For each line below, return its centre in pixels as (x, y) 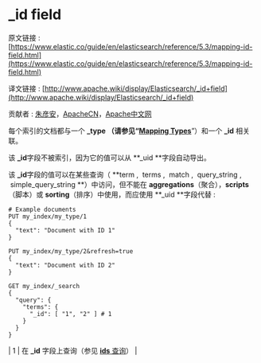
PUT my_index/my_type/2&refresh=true (71, 251)
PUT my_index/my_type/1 (48, 217)
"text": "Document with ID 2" (65, 265)
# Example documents (43, 209)
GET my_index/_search (44, 286)
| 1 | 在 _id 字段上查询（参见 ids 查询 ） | (73, 350)
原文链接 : (24, 37)
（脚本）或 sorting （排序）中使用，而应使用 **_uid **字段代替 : (112, 194)
